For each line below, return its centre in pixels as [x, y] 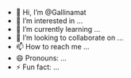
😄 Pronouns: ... [41, 58]
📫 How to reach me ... [52, 47]
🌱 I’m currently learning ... [58, 29]
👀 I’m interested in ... [49, 21]
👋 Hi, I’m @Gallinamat [51, 12]
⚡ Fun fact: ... [37, 67]
